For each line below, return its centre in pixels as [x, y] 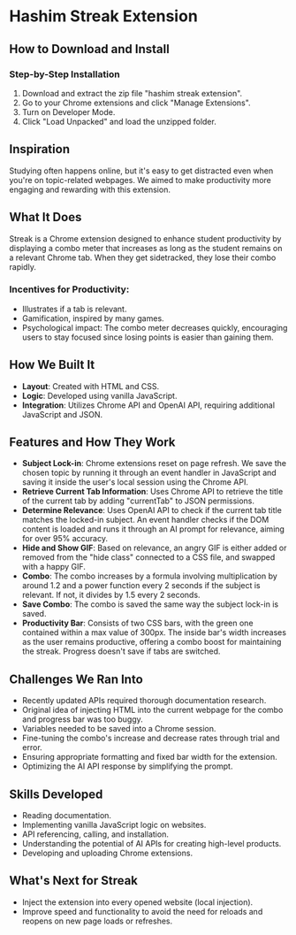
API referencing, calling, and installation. [95, 834]
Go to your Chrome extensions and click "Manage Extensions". [136, 103]
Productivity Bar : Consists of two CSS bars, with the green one [137, 623]
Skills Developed [56, 794]
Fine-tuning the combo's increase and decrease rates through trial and [151, 738]
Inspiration [40, 149]
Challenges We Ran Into [76, 679]
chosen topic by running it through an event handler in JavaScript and [149, 473]
